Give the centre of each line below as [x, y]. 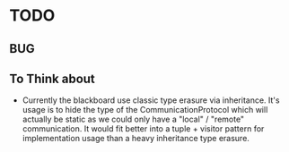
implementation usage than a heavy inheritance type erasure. [136, 139]
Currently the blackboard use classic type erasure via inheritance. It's [151, 100]
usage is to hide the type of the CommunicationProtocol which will [145, 110]
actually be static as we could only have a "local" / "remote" [133, 119]
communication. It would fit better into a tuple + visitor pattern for [143, 129]
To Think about [53, 78]
